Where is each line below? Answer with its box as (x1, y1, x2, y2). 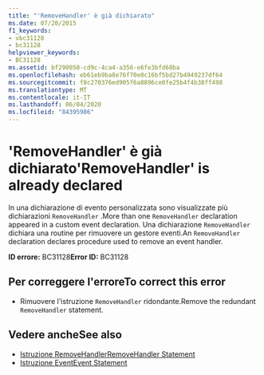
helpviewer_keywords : (8, 49, 81, 57)
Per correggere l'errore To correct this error (8, 275, 226, 289)
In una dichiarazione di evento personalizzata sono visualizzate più (8, 203, 228, 212)
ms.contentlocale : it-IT (8, 93, 91, 101)
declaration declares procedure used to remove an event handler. (8, 236, 223, 246)
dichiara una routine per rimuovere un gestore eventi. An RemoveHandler (8, 228, 241, 238)
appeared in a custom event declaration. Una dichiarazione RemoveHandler (8, 219, 251, 229)
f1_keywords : (8, 26, 52, 34)
